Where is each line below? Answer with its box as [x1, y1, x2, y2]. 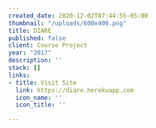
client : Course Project [8, 42, 88, 50]
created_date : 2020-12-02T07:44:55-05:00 [8, 11, 149, 20]
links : [8, 71, 30, 79]
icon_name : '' [15, 94, 62, 102]
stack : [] [8, 64, 42, 72]
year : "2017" [8, 49, 52, 57]
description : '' [8, 57, 62, 65]
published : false [8, 34, 66, 42]
